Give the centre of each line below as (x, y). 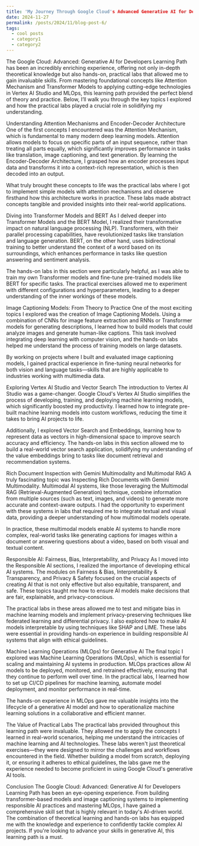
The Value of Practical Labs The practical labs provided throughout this (93, 725)
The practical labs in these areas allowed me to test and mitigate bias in (93, 608)
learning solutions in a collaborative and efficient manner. (76, 713)
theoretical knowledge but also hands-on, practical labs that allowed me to (97, 74)
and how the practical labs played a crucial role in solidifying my (84, 105)
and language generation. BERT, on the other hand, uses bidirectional (91, 241)
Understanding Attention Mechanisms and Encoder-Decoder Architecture (96, 123)
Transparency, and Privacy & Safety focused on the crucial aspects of (91, 578)
